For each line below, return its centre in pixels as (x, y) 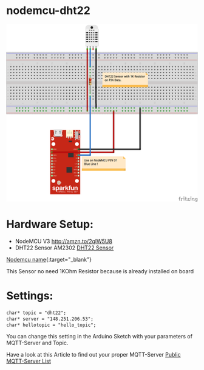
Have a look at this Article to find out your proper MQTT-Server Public (93, 354)
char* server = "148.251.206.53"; (50, 319)
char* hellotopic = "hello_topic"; (51, 325)
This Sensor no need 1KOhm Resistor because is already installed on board (100, 271)
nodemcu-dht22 (49, 11)
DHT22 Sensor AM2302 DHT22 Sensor (64, 248)
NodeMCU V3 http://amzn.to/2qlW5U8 (63, 241)
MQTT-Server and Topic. (37, 343)
